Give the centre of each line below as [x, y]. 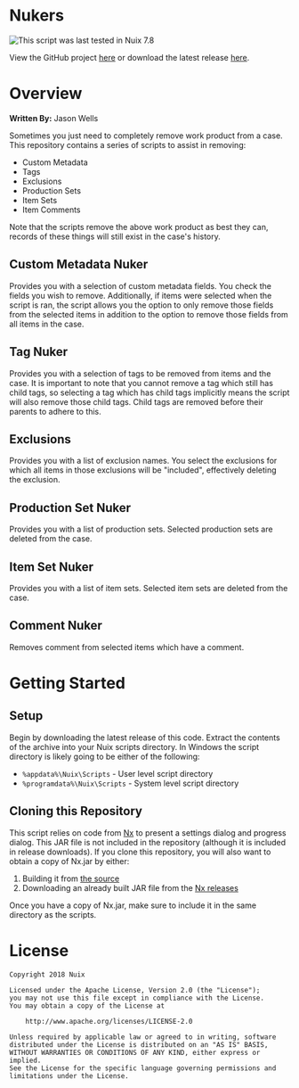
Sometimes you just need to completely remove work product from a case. [146, 136]
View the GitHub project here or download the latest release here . [129, 57]
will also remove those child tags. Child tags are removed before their [137, 401]
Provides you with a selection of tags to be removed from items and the [140, 373]
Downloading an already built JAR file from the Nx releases [130, 887]
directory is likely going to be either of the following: [105, 756]
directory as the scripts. [53, 914]
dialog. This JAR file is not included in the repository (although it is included [148, 842]
